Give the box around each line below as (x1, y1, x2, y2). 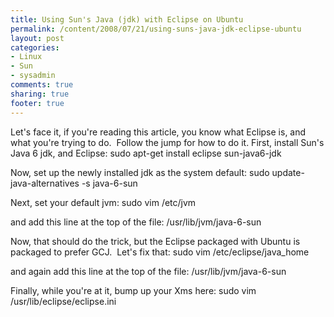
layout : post (10, 33, 65, 43)
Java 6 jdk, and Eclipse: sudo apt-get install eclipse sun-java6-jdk (10, 147, 282, 159)
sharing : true (10, 89, 70, 99)
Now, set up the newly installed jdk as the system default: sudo (10, 166, 270, 178)
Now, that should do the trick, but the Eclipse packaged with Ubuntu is (10, 235, 301, 247)
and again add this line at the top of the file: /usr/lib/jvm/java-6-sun (10, 265, 287, 277)
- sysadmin (10, 71, 56, 81)
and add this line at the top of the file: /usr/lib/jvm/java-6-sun (10, 216, 262, 228)
